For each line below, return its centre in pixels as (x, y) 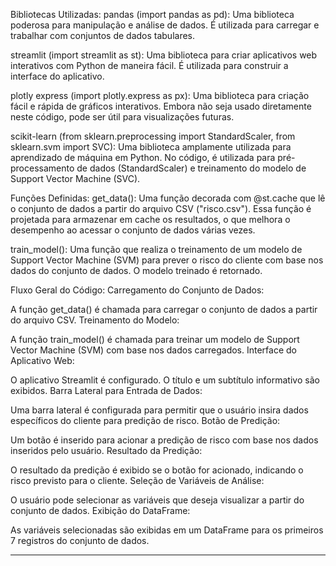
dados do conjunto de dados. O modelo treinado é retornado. (136, 270)
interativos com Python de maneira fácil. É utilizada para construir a (149, 65)
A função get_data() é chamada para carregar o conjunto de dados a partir (164, 309)
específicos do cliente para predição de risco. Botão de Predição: (145, 420)
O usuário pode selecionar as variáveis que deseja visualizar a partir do (157, 500)
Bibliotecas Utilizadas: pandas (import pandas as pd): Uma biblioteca (152, 14)
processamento (42, 168)
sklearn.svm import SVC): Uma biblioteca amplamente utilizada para (151, 147)
